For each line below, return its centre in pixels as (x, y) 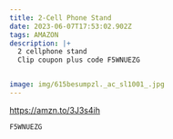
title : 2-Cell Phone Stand (61, 18)
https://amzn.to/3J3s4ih (55, 110)
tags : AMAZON (34, 35)
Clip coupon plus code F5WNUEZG (79, 60)
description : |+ (40, 43)
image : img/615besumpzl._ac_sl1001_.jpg (87, 84)
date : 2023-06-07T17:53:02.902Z (71, 26)
